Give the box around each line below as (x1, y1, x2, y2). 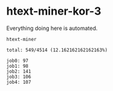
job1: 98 (6, 63, 29, 69)
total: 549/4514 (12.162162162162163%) (6, 47, 108, 53)
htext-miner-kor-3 (6, 4, 101, 18)
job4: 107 (6, 79, 32, 85)
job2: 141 (6, 68, 32, 75)
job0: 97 (6, 57, 29, 64)
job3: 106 (6, 73, 32, 80)
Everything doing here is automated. (6, 24, 98, 32)
